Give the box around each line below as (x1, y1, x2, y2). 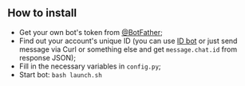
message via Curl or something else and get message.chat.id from (18, 44, 237, 54)
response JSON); (18, 53, 77, 62)
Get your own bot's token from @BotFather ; (18, 27, 163, 37)
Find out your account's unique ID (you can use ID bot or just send (18, 36, 238, 45)
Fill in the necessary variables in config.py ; (18, 61, 161, 71)
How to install (7, 6, 77, 20)
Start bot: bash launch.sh (18, 69, 103, 79)
